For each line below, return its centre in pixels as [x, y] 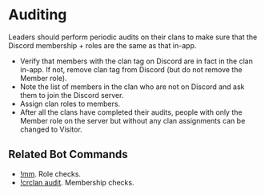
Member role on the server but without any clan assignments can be [132, 120]
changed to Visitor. [51, 129]
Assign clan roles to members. [70, 104]
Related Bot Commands [68, 154]
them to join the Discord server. [72, 95]
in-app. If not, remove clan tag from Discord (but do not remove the [131, 69]
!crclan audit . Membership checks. [77, 182]
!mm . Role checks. [50, 173]
